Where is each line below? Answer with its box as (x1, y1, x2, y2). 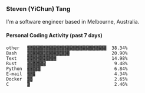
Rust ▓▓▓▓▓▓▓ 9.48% (6, 60, 128, 66)
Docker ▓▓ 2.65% (6, 76, 128, 82)
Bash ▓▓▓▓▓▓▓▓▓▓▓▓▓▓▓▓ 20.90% (6, 50, 128, 56)
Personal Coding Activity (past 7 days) (6, 31, 103, 39)
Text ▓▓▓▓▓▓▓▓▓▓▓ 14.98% (6, 55, 128, 61)
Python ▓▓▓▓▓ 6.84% (6, 66, 128, 72)
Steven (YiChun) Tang (6, 5, 71, 13)
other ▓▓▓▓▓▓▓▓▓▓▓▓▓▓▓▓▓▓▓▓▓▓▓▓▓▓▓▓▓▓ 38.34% (6, 45, 128, 51)
